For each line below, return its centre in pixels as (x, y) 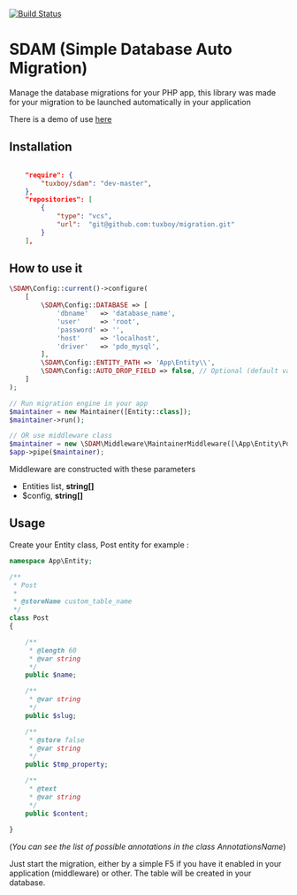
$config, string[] (53, 496)
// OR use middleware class (61, 436)
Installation (41, 147)
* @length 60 (53, 650)
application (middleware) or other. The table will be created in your (130, 873)
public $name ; (51, 675)
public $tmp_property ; (67, 765)
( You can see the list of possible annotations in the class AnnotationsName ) (148, 847)
